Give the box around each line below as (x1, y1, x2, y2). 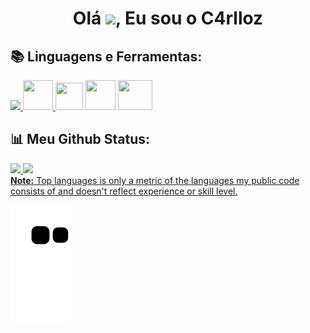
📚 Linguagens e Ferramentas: (10, 48, 203, 65)
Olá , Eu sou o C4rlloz (72, 7, 264, 30)
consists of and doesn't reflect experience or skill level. (10, 185, 238, 197)
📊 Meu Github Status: (10, 131, 151, 148)
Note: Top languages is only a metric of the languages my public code (10, 174, 300, 186)
